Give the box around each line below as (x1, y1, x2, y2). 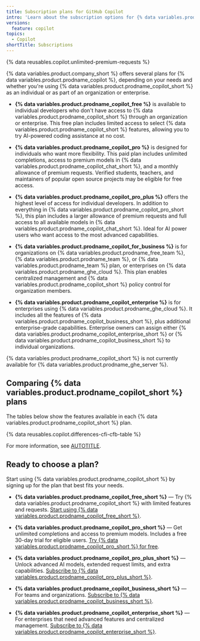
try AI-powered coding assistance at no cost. (14, 132, 126, 139)
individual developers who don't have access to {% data (14, 107, 153, 114)
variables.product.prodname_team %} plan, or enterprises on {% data (14, 262, 186, 269)
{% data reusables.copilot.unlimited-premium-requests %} (6, 58, 150, 66)
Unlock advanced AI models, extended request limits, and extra (14, 561, 171, 568)
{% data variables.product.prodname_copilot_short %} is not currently (6, 354, 179, 361)
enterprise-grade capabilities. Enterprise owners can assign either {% (14, 324, 186, 331)
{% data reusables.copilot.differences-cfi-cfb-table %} (6, 431, 142, 438)
